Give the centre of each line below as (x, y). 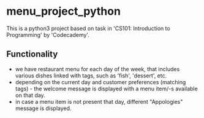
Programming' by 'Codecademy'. (48, 34)
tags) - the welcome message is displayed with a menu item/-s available (106, 88)
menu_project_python (64, 11)
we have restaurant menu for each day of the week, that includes (97, 69)
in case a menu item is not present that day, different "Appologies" (99, 101)
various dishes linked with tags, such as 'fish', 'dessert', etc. (91, 76)
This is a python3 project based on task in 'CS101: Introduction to (88, 28)
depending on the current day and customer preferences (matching (100, 82)
